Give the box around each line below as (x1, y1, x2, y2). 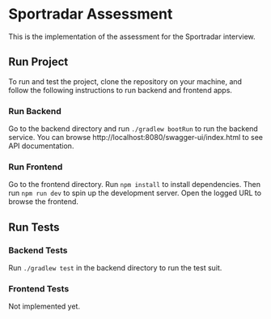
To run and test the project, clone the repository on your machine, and (8, 76, 243, 86)
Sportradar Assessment (8, 5, 173, 23)
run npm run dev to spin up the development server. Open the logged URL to (8, 188, 261, 198)
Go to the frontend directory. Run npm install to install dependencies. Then (8, 180, 261, 189)
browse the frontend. (8, 197, 79, 206)
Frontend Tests (8, 283, 70, 294)
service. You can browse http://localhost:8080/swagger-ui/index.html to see (8, 133, 263, 142)
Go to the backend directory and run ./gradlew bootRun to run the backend (8, 124, 259, 134)
